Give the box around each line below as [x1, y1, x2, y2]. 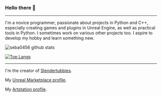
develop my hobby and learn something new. [5, 35, 94, 41]
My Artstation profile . [5, 86, 47, 92]
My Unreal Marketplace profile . [5, 77, 67, 83]
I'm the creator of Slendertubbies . [5, 68, 72, 74]
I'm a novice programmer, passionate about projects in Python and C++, [5, 20, 148, 26]
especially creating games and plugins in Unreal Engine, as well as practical [5, 25, 156, 31]
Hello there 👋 [5, 4, 36, 11]
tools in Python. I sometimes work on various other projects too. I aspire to [5, 30, 153, 36]
